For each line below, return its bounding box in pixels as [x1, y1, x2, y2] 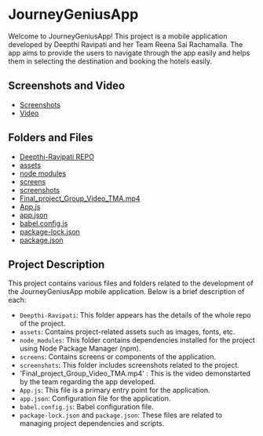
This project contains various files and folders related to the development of [8, 278, 254, 288]
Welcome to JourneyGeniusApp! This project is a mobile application [8, 31, 228, 41]
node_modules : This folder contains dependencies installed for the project [19, 336, 255, 345]
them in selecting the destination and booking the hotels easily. [8, 56, 212, 66]
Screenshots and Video [8, 79, 126, 93]
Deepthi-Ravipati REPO [19, 151, 94, 162]
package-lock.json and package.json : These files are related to [19, 410, 222, 420]
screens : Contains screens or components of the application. [19, 352, 217, 362]
